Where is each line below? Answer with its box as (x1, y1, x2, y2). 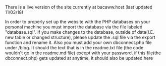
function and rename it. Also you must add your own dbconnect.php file (5, 40, 152, 45)
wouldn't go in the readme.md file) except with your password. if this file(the (5, 50, 161, 56)
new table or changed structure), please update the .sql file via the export (5, 34, 156, 40)
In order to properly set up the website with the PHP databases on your (5, 19, 151, 24)
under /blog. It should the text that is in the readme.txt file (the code (5, 45, 144, 50)
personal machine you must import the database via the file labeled (5, 24, 143, 30)
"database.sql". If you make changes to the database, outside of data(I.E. (5, 29, 155, 35)
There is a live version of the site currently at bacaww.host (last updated (5, 4, 153, 10)
